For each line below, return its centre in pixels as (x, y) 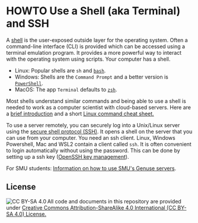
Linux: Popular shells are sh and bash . (60, 70)
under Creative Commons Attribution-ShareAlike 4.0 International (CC (91, 208)
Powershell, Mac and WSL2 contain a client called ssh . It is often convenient (99, 144)
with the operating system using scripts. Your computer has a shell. (88, 59)
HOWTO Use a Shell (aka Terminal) (93, 11)
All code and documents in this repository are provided (114, 201)
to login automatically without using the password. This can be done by (93, 150)
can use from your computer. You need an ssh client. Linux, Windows (91, 137)
